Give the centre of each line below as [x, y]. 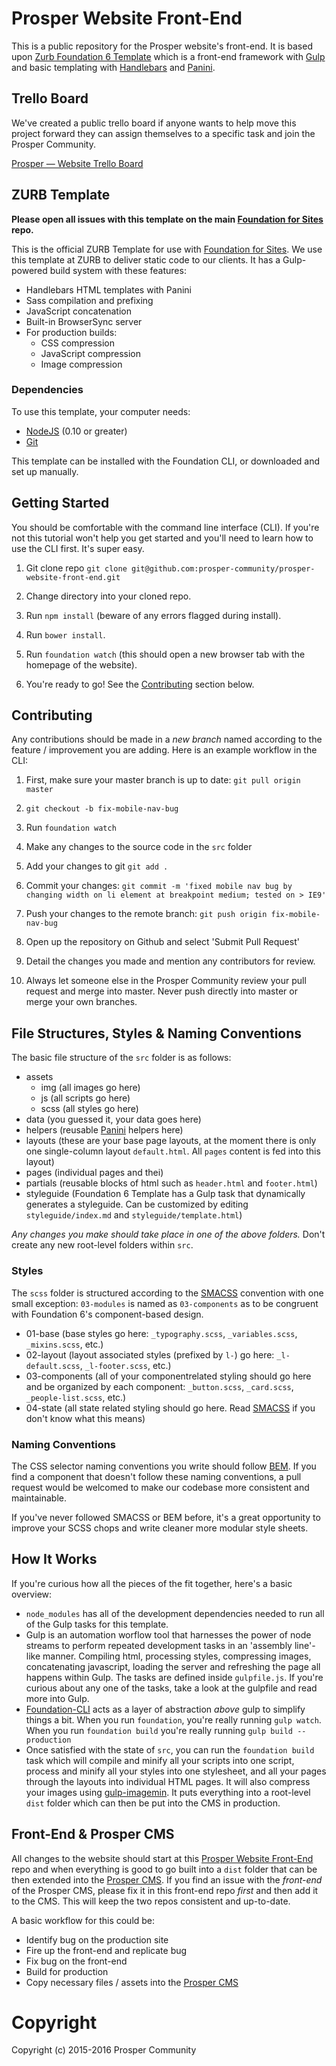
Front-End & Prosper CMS [93, 1834]
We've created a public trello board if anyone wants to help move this [154, 123]
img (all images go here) [90, 1088]
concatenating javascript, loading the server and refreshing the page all [173, 1666]
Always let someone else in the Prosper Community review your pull [166, 981]
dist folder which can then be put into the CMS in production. [153, 1803]
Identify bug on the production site [97, 1939]
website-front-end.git [73, 577]
